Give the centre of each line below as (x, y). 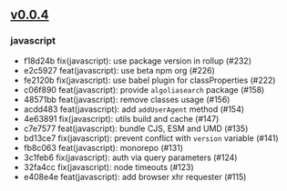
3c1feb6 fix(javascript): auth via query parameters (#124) (130, 157)
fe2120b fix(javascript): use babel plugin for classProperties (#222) (149, 80)
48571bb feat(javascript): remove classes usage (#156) (127, 99)
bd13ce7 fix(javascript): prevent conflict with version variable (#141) (151, 138)
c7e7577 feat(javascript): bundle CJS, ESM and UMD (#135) (136, 128)
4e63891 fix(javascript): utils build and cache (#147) (121, 118)
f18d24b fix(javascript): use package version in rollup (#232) (138, 60)
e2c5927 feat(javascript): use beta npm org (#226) (119, 70)
